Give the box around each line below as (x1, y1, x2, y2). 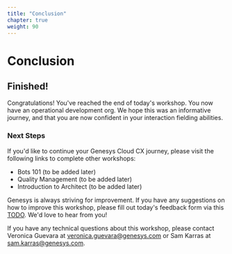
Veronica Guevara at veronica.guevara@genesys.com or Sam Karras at (7, 231, 211, 239)
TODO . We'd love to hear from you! (7, 210, 108, 219)
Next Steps (7, 131, 46, 141)
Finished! (7, 81, 49, 92)
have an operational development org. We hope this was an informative (7, 106, 211, 115)
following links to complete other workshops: (7, 154, 136, 162)
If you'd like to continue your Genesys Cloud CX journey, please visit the (7, 146, 214, 155)
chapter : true (7, 17, 49, 24)
